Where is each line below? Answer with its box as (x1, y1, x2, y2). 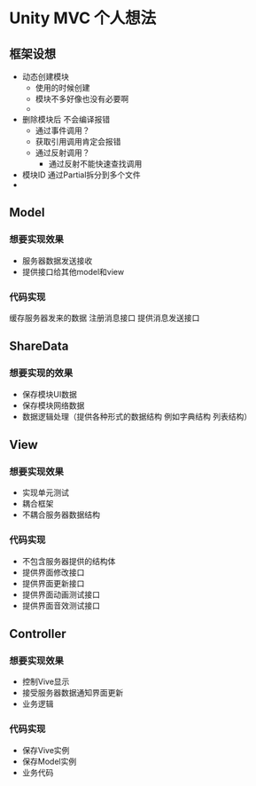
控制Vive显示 (21, 676, 70, 688)
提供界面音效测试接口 (21, 600, 100, 610)
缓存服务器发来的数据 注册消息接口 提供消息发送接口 (9, 312, 200, 323)
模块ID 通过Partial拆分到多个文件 (21, 169, 142, 180)
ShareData (9, 339, 69, 354)
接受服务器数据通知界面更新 (21, 688, 124, 698)
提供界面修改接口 (21, 567, 85, 578)
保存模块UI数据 (21, 389, 77, 399)
